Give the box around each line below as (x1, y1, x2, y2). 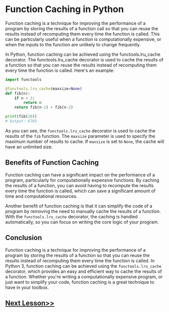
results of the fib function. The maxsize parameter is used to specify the (5, 133, 155, 139)
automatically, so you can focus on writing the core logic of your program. (5, 219, 159, 225)
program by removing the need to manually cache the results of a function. (5, 208, 161, 214)
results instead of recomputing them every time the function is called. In (5, 258, 155, 264)
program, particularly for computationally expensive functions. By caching (5, 177, 159, 183)
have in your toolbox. (5, 284, 49, 290)
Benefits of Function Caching (5, 159, 99, 167)
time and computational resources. (5, 193, 78, 199)
